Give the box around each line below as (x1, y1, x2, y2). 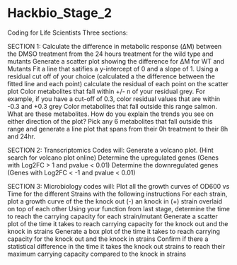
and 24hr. (7, 132, 35, 141)
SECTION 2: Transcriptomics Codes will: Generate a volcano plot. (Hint (7, 146, 214, 154)
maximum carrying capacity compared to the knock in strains (7, 249, 186, 258)
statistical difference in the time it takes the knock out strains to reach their (7, 242, 225, 250)
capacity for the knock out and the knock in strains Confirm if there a (7, 235, 209, 243)
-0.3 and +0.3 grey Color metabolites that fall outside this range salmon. (7, 102, 217, 110)
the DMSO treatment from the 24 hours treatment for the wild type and (7, 49, 214, 58)
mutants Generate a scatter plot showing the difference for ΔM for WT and (7, 57, 225, 65)
